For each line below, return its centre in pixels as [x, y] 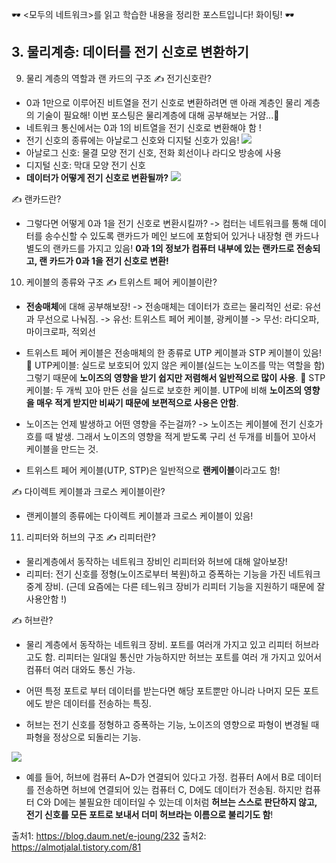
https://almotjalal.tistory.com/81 [76, 847]
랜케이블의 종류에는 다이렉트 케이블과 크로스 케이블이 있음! [139, 515]
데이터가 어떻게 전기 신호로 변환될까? [97, 177]
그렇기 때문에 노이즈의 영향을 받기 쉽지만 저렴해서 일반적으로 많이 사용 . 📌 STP [175, 377]
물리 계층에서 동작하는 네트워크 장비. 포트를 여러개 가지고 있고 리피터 [159, 644]
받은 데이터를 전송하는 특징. [98, 703]
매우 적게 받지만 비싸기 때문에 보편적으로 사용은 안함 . [137, 402]
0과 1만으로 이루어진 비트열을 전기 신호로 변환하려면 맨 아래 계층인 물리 [164, 102]
